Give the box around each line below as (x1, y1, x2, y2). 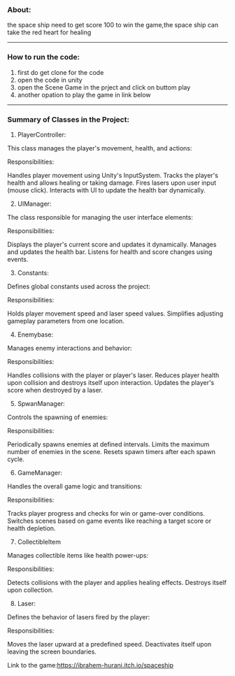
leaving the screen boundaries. (7, 647, 97, 656)
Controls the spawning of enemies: (7, 413, 108, 421)
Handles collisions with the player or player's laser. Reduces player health (7, 371, 220, 379)
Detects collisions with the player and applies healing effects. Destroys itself (7, 578, 227, 586)
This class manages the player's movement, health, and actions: (7, 143, 192, 152)
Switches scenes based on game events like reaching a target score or (7, 516, 212, 525)
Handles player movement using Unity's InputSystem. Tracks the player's (7, 171, 219, 179)
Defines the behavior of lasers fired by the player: (7, 612, 150, 621)
